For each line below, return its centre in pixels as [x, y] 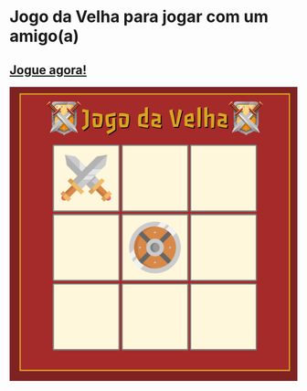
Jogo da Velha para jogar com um [139, 17]
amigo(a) [44, 36]
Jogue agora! [48, 70]
